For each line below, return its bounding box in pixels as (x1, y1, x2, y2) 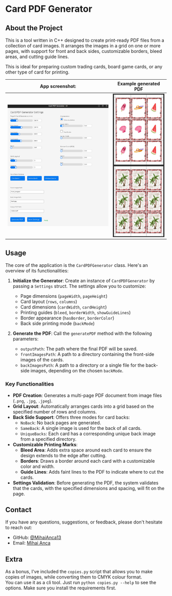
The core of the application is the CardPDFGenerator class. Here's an (5, 262, 148, 268)
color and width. (20, 463, 55, 469)
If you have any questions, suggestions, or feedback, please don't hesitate (5, 519, 163, 525)
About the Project (5, 24, 63, 32)
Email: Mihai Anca (12, 540, 51, 546)
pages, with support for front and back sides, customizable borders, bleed (5, 48, 162, 54)
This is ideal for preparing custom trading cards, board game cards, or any (5, 64, 163, 69)
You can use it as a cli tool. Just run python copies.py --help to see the (5, 580, 157, 586)
